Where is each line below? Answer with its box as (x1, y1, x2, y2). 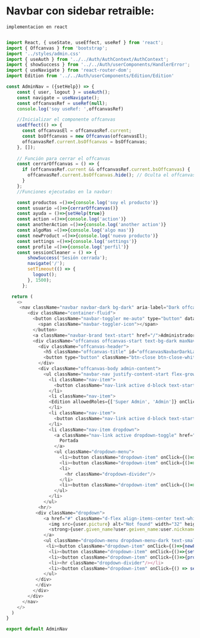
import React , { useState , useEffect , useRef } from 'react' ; (6, 39, 164, 45)
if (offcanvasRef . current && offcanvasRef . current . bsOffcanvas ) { (21, 167, 190, 172)
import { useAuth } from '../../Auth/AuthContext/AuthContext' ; (6, 56, 169, 62)
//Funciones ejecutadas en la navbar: (17, 189, 113, 195)
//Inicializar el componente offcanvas (17, 116, 116, 123)
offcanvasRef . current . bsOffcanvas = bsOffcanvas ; (21, 138, 148, 144)
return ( (11, 294, 33, 300)
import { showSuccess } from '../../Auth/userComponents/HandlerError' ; (6, 61, 190, 68)
